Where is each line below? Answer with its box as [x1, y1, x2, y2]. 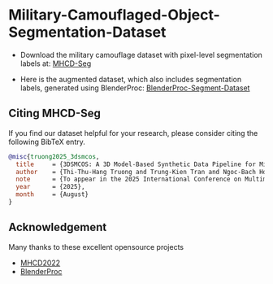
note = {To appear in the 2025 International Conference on [15, 175, 242, 184]
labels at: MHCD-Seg [19, 59, 92, 68]
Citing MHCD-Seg [8, 107, 102, 120]
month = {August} [15, 190, 89, 199]
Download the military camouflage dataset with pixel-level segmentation [19, 50, 262, 59]
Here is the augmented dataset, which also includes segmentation [19, 74, 242, 84]
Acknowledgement [8, 221, 107, 234]
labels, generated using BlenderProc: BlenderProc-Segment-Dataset [19, 83, 250, 93]
